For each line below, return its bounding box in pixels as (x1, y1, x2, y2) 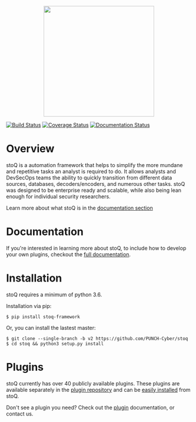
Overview (6, 142, 55, 156)
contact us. (6, 410, 34, 417)
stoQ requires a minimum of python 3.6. (6, 291, 102, 298)
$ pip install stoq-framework (6, 313, 81, 320)
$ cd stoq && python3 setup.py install (6, 341, 104, 346)
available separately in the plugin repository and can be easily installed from (6, 386, 191, 393)
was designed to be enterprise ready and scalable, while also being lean (6, 187, 181, 194)
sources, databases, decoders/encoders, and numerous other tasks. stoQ (6, 180, 185, 187)
